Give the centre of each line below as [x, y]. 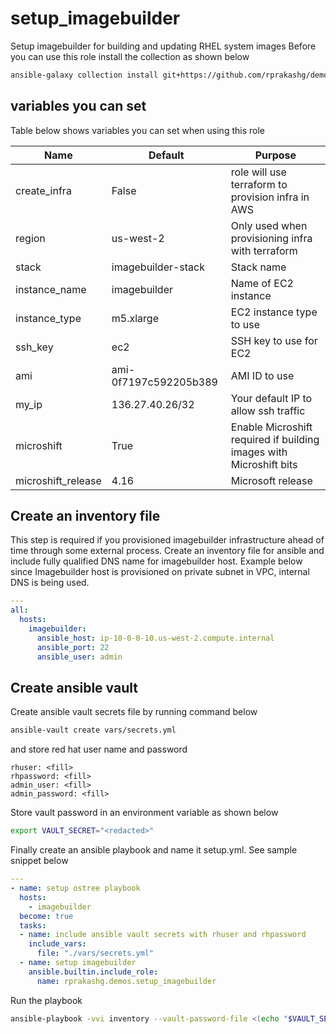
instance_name [51, 289]
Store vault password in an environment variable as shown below [144, 813]
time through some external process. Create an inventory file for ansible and [167, 551]
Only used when [269, 225]
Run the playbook [46, 1000]
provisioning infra [271, 238]
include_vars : [57, 944]
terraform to [259, 184]
